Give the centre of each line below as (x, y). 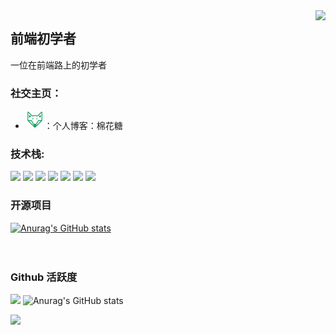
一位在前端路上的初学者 (58, 65)
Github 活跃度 (44, 277)
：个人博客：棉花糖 (83, 126)
